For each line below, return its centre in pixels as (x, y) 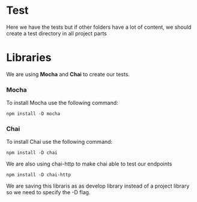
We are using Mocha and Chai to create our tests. (68, 74)
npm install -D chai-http (38, 175)
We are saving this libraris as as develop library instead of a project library (98, 186)
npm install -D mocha (33, 114)
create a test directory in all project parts (56, 33)
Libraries (29, 58)
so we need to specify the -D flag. (48, 192)
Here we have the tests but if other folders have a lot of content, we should (99, 27)
